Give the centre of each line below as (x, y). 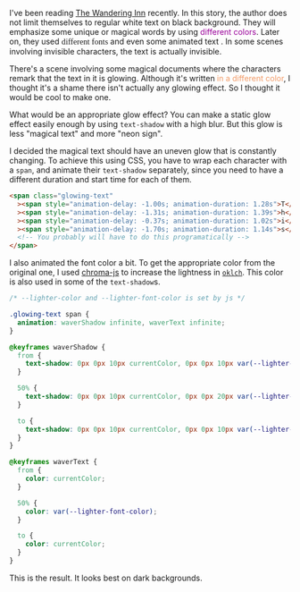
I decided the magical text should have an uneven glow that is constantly (143, 151)
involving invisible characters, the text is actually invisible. (116, 51)
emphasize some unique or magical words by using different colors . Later (145, 32)
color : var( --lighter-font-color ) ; (92, 512)
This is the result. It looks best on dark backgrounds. (106, 578)
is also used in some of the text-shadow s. (85, 282)
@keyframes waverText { (54, 462)
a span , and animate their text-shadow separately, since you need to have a (146, 170)
